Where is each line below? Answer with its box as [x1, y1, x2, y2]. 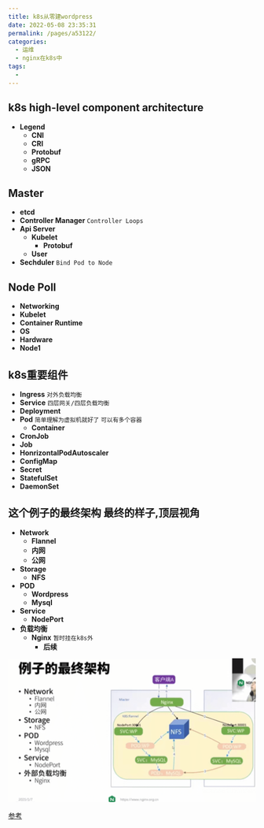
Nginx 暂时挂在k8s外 [31, 633, 93, 642]
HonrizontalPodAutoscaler [19, 448, 109, 457]
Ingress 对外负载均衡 [19, 390, 82, 399]
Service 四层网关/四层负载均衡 [19, 398, 110, 407]
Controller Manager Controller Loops [19, 216, 144, 225]
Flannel [31, 536, 57, 545]
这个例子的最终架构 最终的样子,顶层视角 [8, 507, 200, 520]
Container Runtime [19, 318, 83, 328]
